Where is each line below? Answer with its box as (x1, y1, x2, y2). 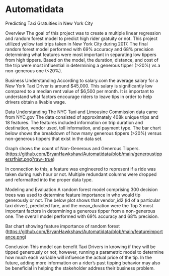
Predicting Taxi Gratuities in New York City (5, 20, 93, 26)
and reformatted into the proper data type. (5, 176, 93, 182)
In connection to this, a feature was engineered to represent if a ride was (5, 166, 156, 172)
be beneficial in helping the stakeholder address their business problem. (5, 265, 155, 271)
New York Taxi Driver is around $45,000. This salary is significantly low (5, 82, 153, 89)
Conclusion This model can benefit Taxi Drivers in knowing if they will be (5, 244, 156, 250)
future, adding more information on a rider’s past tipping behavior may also (5, 259, 160, 266)
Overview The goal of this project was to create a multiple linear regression (5, 30, 161, 36)
